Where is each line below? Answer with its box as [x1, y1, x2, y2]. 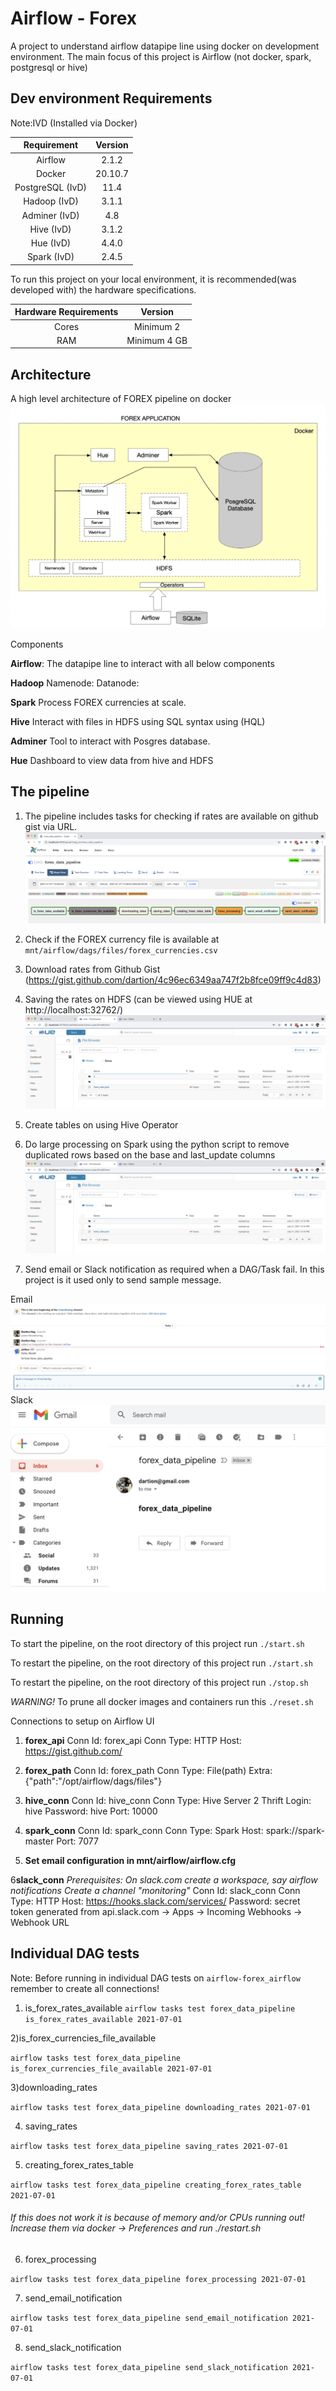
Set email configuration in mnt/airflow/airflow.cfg [24, 1854, 237, 1866]
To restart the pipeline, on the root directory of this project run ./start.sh [10, 1657, 313, 1669]
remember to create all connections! [10, 1982, 160, 1994]
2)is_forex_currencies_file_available [10, 2032, 157, 2044]
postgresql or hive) [10, 61, 88, 73]
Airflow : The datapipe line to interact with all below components [10, 657, 275, 669]
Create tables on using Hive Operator [24, 1118, 179, 1131]
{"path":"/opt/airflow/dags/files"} [24, 1775, 162, 1787]
